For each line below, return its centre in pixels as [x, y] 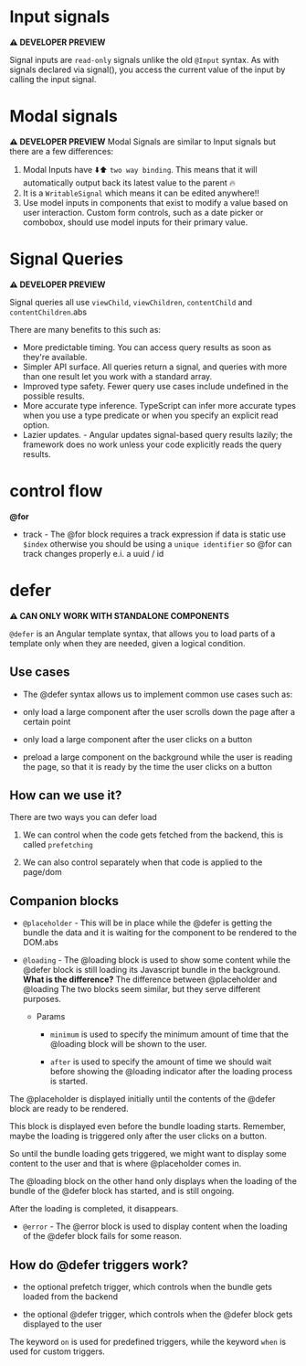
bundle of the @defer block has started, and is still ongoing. [122, 1191]
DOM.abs [41, 943]
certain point [47, 721]
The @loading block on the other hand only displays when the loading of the [153, 1181]
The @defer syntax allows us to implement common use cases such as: [158, 694]
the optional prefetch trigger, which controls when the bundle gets [147, 1286]
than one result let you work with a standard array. [117, 376]
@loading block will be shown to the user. [128, 1044]
